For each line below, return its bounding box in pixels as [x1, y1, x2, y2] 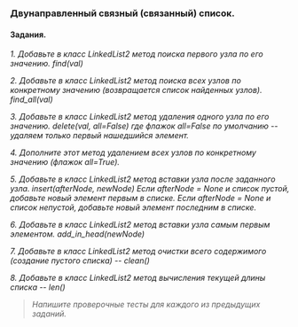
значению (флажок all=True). [10, 157, 121, 167]
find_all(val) [10, 94, 54, 105]
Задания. [10, 29, 47, 40]
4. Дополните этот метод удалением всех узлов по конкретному [10, 147, 256, 158]
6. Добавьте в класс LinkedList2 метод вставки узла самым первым [10, 220, 271, 230]
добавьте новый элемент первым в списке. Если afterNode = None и [10, 193, 271, 204]
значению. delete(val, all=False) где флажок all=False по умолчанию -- [10, 121, 278, 131]
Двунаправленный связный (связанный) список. [10, 7, 236, 19]
